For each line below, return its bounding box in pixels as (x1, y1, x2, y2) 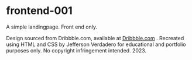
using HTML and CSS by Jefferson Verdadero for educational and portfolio (6, 41, 186, 48)
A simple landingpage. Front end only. (6, 23, 98, 30)
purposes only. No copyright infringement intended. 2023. (6, 47, 147, 54)
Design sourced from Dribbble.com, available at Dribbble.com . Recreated (6, 34, 184, 41)
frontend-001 (6, 4, 73, 17)
